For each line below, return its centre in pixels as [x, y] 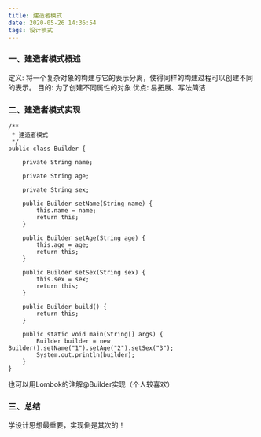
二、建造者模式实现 [44, 109]
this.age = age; [63, 244]
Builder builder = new [74, 341]
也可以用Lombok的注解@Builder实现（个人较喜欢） [91, 384]
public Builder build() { [65, 307]
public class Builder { [47, 149]
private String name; [57, 162]
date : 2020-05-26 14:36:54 [52, 23]
